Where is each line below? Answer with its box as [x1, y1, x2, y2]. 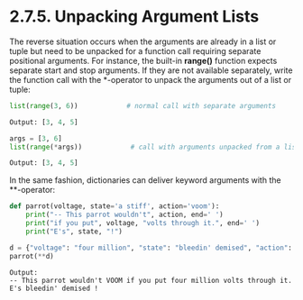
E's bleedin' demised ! [9, 284, 99, 293]
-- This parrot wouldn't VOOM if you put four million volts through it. [9, 276, 293, 285]
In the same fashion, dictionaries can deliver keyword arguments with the [9, 175, 281, 186]
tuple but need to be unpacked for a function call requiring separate [9, 45, 262, 56]
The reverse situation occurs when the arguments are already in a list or [9, 36, 277, 47]
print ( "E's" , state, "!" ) [25, 227, 124, 236]
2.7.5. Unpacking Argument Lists [9, 6, 260, 27]
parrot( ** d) [9, 251, 54, 260]
